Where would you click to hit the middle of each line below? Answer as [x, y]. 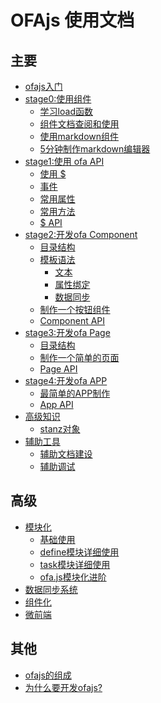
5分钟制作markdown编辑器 [95, 149]
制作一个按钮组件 [75, 309]
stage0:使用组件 [58, 99]
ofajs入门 [43, 86]
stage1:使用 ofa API [64, 161]
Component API [72, 320]
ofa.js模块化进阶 [73, 577]
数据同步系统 [51, 589]
